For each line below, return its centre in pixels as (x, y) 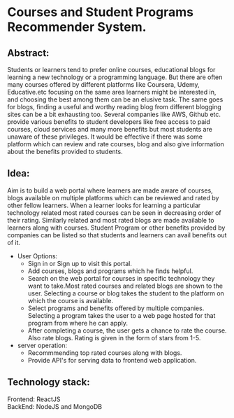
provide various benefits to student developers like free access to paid (109, 122)
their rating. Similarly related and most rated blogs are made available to (111, 220)
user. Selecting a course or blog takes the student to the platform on (126, 293)
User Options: (37, 256)
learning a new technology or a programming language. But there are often (115, 77)
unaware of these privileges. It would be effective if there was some (105, 137)
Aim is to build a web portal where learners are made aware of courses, (110, 190)
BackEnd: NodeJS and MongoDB (55, 406)
